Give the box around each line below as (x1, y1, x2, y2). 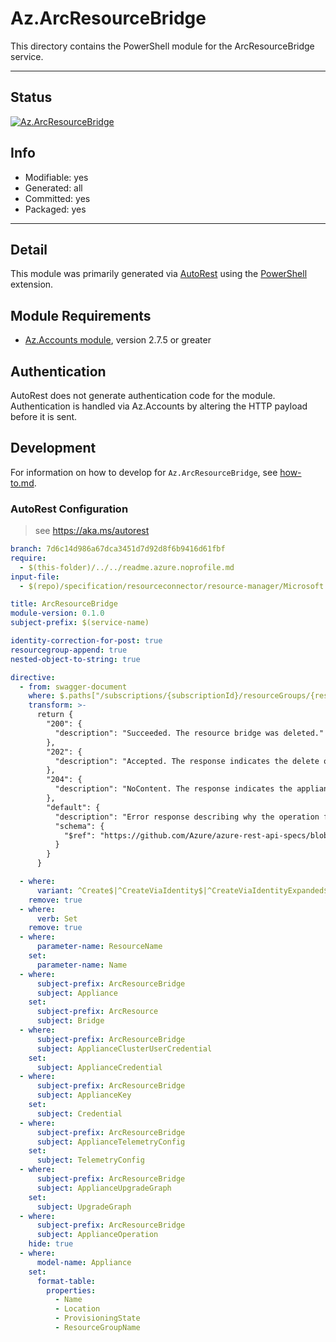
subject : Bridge (36, 1016, 105, 1026)
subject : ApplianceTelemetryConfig (36, 1137, 186, 1147)
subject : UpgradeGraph (36, 1202, 132, 1212)
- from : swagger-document (19, 682, 128, 692)
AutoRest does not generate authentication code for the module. (10, 390, 276, 401)
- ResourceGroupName (54, 1323, 141, 1333)
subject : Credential (36, 1108, 123, 1119)
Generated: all (24, 182, 83, 194)
